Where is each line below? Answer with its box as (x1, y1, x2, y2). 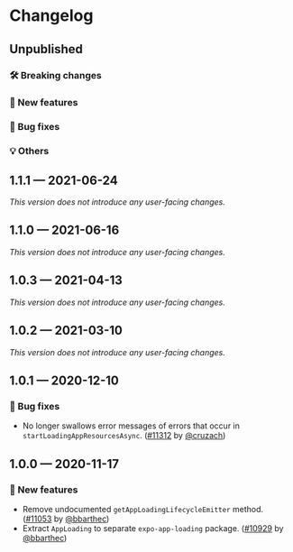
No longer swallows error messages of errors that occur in (22, 420, 241, 431)
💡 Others (9, 145, 50, 158)
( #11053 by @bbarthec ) (22, 513, 110, 524)
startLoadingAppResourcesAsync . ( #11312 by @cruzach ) (22, 430, 226, 441)
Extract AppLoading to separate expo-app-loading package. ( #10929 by (22, 522, 284, 533)
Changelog (9, 5, 94, 26)
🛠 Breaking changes (9, 69, 102, 81)
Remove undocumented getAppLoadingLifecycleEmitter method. (22, 503, 264, 514)
